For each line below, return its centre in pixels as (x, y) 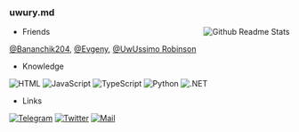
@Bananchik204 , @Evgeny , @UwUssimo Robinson (103, 49)
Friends (36, 32)
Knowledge (43, 66)
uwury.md (32, 12)
